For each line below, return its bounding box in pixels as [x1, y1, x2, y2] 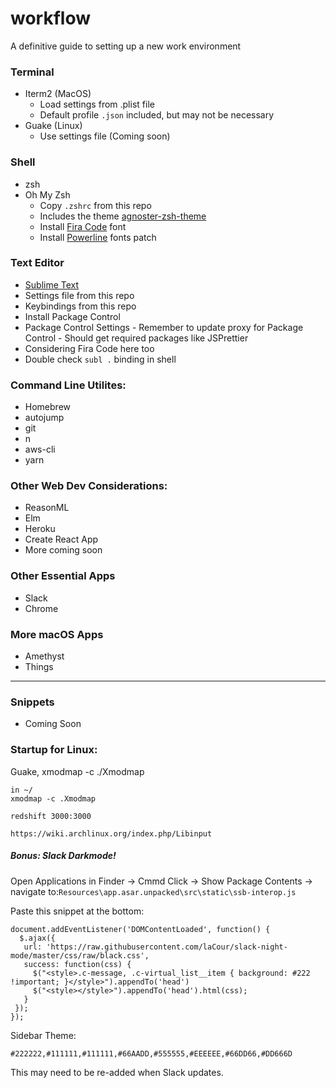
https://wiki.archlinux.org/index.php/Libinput [10, 828, 213, 839]
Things [24, 661, 54, 673]
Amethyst [24, 650, 65, 662]
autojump [24, 412, 65, 424]
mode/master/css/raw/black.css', [10, 950, 150, 961]
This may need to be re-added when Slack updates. [10, 1066, 224, 1078]
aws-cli [24, 443, 56, 456]
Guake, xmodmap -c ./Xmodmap [10, 765, 145, 777]
